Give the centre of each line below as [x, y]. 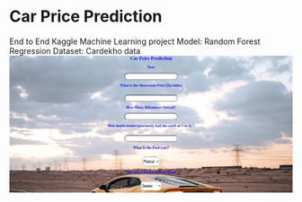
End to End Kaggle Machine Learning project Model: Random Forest [135, 41]
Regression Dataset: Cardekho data [75, 50]
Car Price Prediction [86, 17]
